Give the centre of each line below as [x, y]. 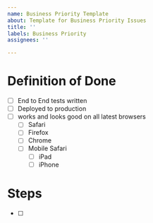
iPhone [49, 164]
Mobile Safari [47, 148]
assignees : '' [28, 40]
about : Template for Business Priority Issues [77, 20]
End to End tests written [52, 101]
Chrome [39, 140]
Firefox [38, 133]
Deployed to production [52, 109]
